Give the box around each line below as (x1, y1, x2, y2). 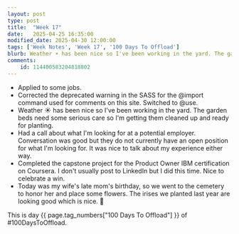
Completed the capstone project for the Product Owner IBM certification (17, 158, 230, 168)
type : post (7, 17, 40, 24)
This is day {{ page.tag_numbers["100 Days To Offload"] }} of (7, 210, 188, 219)
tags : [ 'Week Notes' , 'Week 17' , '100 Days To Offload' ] (7, 44, 180, 51)
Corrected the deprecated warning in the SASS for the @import (17, 91, 204, 99)
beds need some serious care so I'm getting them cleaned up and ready (17, 113, 229, 122)
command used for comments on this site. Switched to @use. (17, 98, 198, 107)
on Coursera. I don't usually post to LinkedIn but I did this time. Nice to (17, 166, 224, 175)
